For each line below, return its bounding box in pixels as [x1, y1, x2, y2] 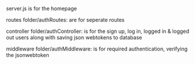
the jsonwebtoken [6, 52, 49, 58]
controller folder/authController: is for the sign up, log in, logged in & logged [6, 28, 190, 35]
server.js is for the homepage [6, 5, 78, 12]
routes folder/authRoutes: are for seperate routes [6, 16, 125, 23]
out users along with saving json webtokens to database [6, 34, 142, 41]
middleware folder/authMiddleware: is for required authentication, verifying [6, 45, 188, 52]
